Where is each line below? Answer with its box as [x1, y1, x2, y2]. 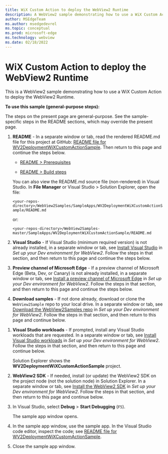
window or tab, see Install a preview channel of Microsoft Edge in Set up [12, 275, 161, 281]
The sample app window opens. [12, 413, 78, 419]
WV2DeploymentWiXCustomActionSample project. [12, 363, 121, 369]
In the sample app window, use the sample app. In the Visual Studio [12, 423, 151, 429]
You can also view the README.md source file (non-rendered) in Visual [12, 178, 159, 184]
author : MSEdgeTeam [5, 16, 46, 21]
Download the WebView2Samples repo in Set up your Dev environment [12, 306, 159, 312]
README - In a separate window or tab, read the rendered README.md [12, 133, 160, 139]
